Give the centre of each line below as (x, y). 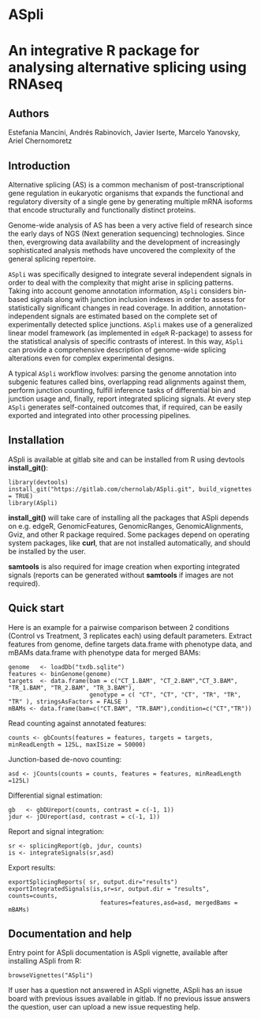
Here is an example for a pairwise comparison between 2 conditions (119, 627)
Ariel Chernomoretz (40, 141)
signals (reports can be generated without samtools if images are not (121, 575)
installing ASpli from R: (45, 961)
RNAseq (35, 84)
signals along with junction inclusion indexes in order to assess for (138, 299)
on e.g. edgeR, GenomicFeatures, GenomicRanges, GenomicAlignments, (126, 526)
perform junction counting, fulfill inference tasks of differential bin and (122, 390)
